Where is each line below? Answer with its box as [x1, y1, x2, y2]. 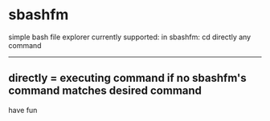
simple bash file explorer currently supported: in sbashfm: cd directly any [8, 32, 252, 42]
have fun [8, 105, 38, 115]
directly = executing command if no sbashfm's [8, 71, 247, 85]
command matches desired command [8, 84, 202, 98]
